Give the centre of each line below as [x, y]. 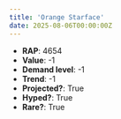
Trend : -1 [38, 78]
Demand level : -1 [53, 69]
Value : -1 [38, 60]
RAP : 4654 [42, 50]
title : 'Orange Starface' [57, 17]
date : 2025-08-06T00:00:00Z [61, 26]
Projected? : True [53, 88]
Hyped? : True [47, 97]
